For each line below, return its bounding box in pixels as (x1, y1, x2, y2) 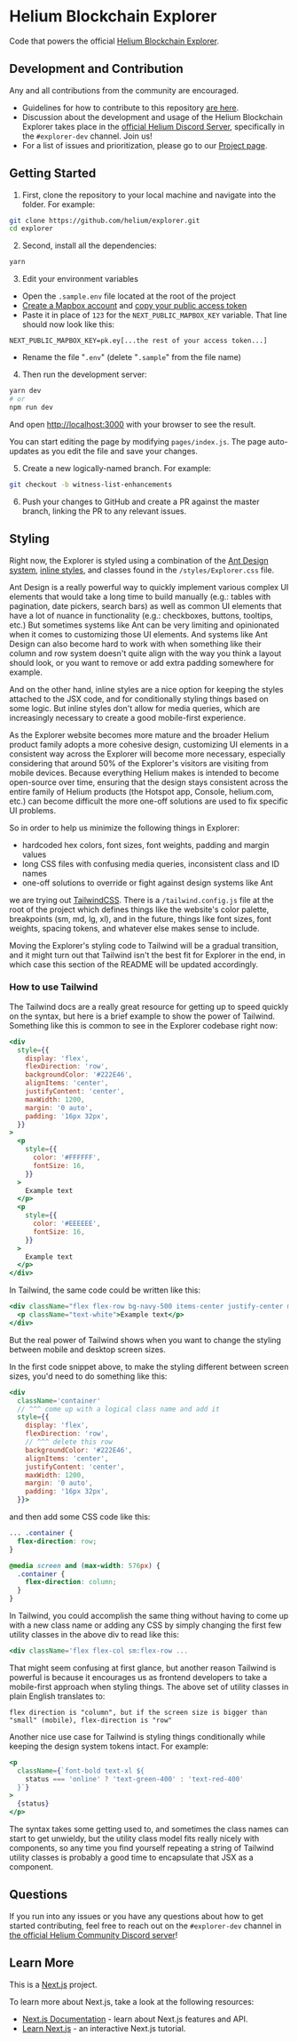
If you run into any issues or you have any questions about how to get (9, 1910, 264, 1921)
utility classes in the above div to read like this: (9, 1630, 180, 1640)
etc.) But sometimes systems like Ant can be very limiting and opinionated (9, 620, 279, 630)
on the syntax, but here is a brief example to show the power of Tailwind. (9, 1011, 276, 1021)
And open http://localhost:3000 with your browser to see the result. (9, 419, 256, 429)
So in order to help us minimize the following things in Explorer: (9, 822, 240, 833)
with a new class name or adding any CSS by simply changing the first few (9, 1620, 282, 1630)
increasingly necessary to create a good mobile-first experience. (9, 712, 247, 723)
